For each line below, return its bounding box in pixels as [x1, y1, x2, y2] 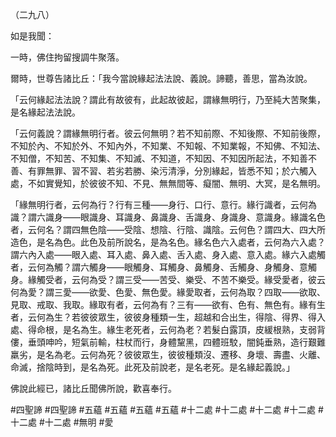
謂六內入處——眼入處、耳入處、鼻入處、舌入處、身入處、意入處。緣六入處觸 [10, 249, 326, 260]
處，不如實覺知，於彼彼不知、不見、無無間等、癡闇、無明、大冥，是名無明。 [10, 178, 326, 189]
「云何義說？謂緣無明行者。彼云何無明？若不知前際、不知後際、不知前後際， [10, 128, 326, 139]
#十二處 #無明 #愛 [38, 416, 114, 428]
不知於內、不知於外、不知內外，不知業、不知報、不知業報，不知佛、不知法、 [10, 140, 326, 152]
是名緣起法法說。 [10, 106, 81, 118]
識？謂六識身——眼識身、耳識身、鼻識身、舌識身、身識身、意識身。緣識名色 [10, 211, 326, 223]
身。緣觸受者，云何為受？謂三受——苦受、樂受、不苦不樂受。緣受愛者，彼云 [10, 274, 326, 285]
